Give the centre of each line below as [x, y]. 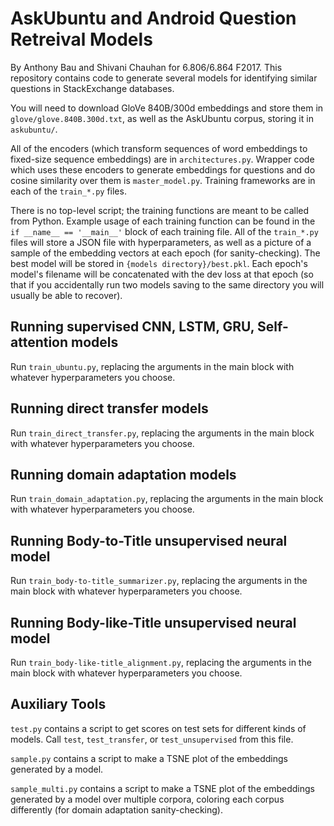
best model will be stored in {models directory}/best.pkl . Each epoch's [159, 263]
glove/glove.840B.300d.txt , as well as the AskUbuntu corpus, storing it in [162, 118]
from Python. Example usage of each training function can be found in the [163, 221]
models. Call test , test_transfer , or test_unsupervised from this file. [152, 739]
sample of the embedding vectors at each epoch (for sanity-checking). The [165, 253]
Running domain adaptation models [123, 474]
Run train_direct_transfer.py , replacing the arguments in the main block [162, 433]
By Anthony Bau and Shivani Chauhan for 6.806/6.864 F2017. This [146, 67]
